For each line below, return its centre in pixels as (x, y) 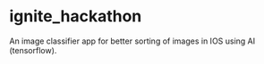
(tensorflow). (33, 50)
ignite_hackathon (76, 16)
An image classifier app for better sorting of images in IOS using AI (132, 41)
